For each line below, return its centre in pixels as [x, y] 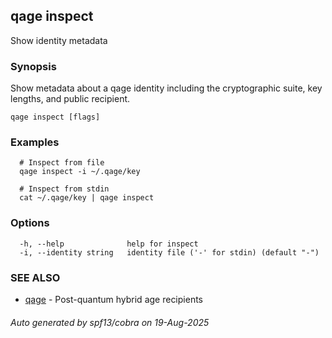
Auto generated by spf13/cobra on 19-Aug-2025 [110, 322]
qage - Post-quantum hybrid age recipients [113, 299]
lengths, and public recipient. [70, 99]
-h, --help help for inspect [109, 244]
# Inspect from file [62, 163]
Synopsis [33, 66]
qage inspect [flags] [55, 117]
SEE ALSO [35, 277]
